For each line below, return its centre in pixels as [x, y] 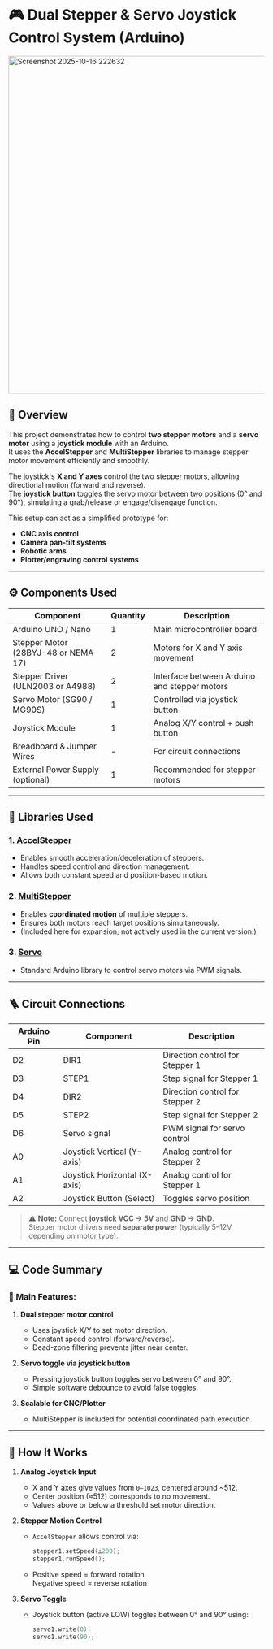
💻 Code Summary [56, 1270]
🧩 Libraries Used [51, 817]
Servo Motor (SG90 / [52, 699]
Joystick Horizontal [100, 1174]
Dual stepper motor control [67, 1315]
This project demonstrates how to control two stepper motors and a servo [134, 434]
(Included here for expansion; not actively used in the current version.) [139, 931]
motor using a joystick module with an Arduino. [89, 443]
